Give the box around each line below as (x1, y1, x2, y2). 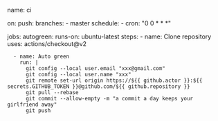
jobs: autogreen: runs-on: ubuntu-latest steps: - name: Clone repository (7, 32, 212, 41)
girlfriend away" (7, 101, 57, 108)
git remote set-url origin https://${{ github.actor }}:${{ (25, 77, 203, 84)
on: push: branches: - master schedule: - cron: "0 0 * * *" (7, 19, 172, 27)
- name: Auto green (13, 53, 70, 60)
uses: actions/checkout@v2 (7, 40, 87, 47)
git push (25, 107, 51, 114)
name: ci (7, 6, 32, 14)
